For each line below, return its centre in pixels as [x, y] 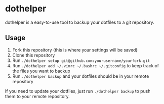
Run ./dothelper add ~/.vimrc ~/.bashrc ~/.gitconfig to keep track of [85, 65]
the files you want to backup [41, 71]
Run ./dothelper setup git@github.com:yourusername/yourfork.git [81, 60]
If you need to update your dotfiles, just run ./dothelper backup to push [78, 91]
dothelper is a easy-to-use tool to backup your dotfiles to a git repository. [80, 22]
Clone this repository [34, 55]
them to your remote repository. [38, 96]
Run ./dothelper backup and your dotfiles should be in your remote [81, 76]
